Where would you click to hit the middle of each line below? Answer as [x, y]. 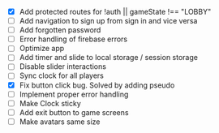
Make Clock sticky [50, 103]
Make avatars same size [60, 122]
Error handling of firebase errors [73, 39]
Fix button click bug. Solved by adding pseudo [97, 85]
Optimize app [42, 49]
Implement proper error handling [74, 94]
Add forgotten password [60, 30]
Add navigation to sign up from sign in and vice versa [108, 21]
